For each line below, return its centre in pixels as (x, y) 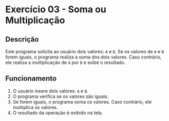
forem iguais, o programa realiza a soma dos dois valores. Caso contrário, (83, 57)
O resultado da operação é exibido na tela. (58, 113)
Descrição (22, 39)
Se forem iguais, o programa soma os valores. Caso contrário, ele (82, 102)
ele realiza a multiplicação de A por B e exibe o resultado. (65, 62)
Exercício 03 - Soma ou (56, 9)
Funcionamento (31, 79)
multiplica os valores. (35, 107)
